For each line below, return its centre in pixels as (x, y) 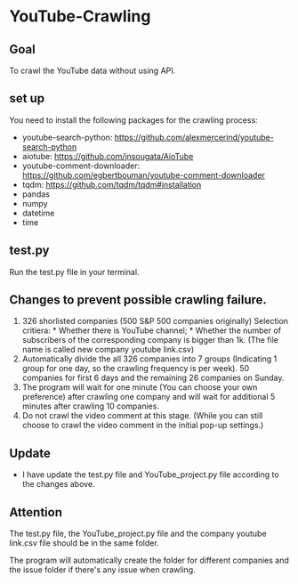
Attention (36, 512)
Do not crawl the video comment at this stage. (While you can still (142, 416)
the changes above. (58, 484)
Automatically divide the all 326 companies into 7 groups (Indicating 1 (149, 359)
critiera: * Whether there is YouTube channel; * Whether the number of (152, 330)
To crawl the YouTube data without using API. (93, 70)
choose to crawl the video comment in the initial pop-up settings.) (143, 426)
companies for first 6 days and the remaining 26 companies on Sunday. (153, 378)
